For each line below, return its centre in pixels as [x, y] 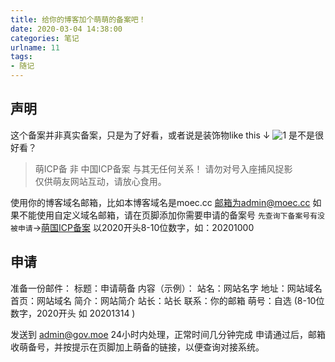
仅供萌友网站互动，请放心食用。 [100, 181]
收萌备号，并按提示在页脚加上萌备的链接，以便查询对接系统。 [137, 347]
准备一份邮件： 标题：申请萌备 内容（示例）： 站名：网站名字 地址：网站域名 [166, 288]
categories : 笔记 [45, 38]
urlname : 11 [35, 47]
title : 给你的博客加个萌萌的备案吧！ [78, 19]
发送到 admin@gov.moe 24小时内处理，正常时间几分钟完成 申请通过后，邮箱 [168, 334]
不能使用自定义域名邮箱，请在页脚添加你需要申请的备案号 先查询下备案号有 [168, 215]
